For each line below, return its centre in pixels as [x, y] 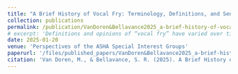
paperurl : [22, 54]
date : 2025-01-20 [33, 40]
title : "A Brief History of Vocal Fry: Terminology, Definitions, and [114, 14]
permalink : [23, 27]
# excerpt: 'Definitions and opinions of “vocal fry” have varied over [115, 33]
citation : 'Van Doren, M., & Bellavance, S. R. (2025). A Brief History [117, 60]
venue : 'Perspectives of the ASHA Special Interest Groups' [98, 47]
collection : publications [45, 20]
